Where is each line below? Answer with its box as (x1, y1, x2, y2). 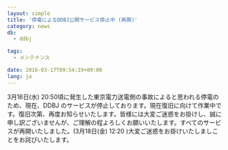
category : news (7, 23, 51, 29)
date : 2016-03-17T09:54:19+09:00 (7, 66, 103, 73)
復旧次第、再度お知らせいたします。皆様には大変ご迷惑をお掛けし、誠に (18, 110, 222, 118)
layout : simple (7, 10, 51, 17)
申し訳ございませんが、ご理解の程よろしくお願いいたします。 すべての (7, 118, 204, 127)
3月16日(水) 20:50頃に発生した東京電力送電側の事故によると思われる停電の (7, 92, 219, 101)
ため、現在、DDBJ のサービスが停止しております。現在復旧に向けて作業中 (7, 101, 216, 110)
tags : (7, 48, 23, 55)
